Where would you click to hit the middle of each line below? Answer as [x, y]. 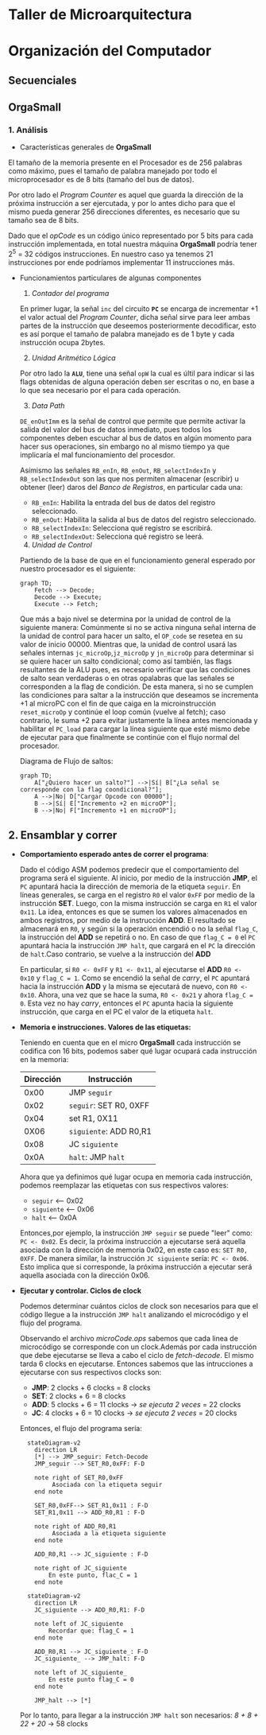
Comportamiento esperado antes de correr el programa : [114, 854]
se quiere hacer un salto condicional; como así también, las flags [126, 661]
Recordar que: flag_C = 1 [91, 1631]
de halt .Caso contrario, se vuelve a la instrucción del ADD [115, 954]
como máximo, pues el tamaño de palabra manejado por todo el [113, 171]
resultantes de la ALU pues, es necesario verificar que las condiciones [135, 670]
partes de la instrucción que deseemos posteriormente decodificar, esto [138, 326]
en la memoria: [44, 1059]
